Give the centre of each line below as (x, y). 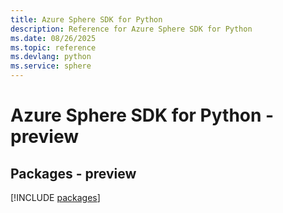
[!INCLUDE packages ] (55, 197)
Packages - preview (73, 173)
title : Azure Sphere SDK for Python (86, 19)
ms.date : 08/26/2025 (53, 38)
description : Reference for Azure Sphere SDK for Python (131, 29)
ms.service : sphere (51, 66)
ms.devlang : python (51, 57)
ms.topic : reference (53, 47)
